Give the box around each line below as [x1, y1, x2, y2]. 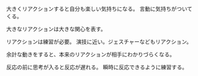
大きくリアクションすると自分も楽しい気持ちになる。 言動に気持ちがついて [6, 5, 193, 12]
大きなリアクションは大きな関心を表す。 [6, 26, 106, 32]
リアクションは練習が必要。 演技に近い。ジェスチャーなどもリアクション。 [6, 38, 192, 45]
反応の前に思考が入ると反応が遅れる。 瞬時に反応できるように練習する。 [6, 63, 188, 71]
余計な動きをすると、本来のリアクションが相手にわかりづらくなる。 [6, 51, 175, 58]
